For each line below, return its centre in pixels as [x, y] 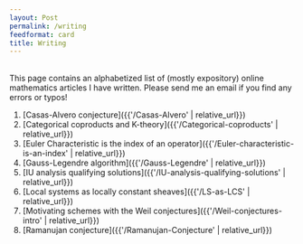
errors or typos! [38, 98]
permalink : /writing [48, 26]
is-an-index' [45, 154]
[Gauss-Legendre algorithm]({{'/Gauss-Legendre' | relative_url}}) [144, 163]
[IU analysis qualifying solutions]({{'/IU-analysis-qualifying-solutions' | [154, 173]
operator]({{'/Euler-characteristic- [231, 144]
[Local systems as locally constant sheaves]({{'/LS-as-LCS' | [136, 192]
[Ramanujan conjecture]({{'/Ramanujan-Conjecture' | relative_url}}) [147, 230]
